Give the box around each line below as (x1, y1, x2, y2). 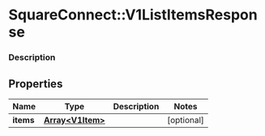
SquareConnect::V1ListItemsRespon (8, 6, 258, 24)
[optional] (167, 114, 205, 125)
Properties (8, 77, 63, 91)
